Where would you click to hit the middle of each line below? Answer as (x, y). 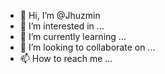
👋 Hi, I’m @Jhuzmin (60, 15)
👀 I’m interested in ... (62, 26)
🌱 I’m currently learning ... (73, 36)
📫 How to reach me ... (66, 58)
